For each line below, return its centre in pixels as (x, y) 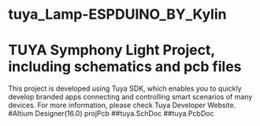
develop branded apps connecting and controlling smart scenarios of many (130, 97)
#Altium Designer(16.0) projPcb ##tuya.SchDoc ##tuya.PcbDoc (111, 113)
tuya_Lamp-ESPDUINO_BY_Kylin (117, 14)
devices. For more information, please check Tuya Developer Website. (122, 105)
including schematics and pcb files (125, 67)
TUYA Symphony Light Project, (111, 50)
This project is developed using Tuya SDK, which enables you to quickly (125, 88)
